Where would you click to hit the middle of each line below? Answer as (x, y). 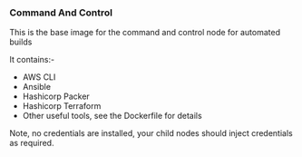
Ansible (37, 87)
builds (21, 42)
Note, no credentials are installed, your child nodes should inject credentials (151, 133)
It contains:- (32, 60)
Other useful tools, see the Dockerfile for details (112, 116)
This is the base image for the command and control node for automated (145, 33)
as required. (32, 143)
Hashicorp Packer (56, 96)
